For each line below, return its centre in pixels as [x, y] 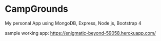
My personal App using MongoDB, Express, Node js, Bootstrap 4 [73, 23]
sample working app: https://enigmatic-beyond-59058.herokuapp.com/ [80, 33]
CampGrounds [37, 9]
